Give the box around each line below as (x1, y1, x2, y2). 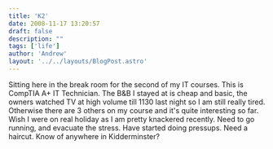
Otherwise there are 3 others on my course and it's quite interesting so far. (8, 105, 259, 115)
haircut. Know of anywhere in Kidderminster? (8, 131, 161, 141)
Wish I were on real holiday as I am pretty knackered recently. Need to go (8, 114, 255, 124)
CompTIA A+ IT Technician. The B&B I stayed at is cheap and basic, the (8, 88, 248, 98)
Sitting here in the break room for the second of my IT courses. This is (8, 79, 244, 90)
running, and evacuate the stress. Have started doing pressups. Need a (8, 123, 249, 133)
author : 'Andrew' (8, 50, 68, 58)
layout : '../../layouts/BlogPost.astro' (8, 58, 148, 66)
